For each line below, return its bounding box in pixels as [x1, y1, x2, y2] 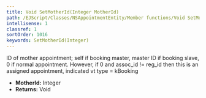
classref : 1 [6, 26, 37, 32]
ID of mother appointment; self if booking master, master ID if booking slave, [6, 55, 199, 61]
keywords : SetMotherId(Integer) [6, 37, 89, 43]
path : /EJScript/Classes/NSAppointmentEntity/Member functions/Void [6, 15, 185, 21]
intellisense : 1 [6, 20, 48, 26]
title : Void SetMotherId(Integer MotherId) [6, 9, 120, 15]
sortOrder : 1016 [6, 32, 48, 38]
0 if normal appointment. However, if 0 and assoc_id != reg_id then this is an [6, 61, 199, 68]
